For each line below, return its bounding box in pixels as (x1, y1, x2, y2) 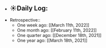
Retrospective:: (9, 17, 41, 23)
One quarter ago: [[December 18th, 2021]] (17, 32, 102, 38)
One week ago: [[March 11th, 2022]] (17, 22, 89, 28)
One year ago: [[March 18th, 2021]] (17, 37, 88, 43)
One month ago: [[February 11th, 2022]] (17, 27, 97, 33)
